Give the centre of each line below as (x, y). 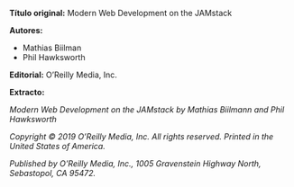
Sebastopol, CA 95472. (53, 173)
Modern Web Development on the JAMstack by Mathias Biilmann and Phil (147, 110)
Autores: (26, 30)
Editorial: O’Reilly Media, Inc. (63, 75)
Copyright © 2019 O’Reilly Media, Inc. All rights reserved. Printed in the (142, 137)
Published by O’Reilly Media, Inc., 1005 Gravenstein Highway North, (135, 164)
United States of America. (57, 146)
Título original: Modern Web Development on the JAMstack (121, 13)
